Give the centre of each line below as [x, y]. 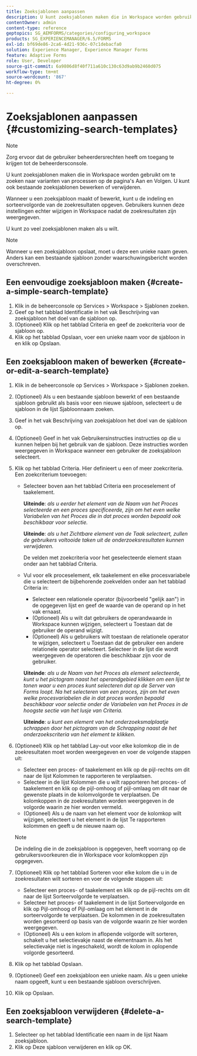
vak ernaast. [47, 611]
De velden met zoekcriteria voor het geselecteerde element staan [102, 557]
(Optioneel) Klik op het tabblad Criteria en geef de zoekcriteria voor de [100, 325]
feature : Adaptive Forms [36, 55]
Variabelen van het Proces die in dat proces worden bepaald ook [102, 516]
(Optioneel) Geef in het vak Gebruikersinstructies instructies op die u [98, 438]
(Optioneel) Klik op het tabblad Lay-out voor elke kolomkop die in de [97, 746]
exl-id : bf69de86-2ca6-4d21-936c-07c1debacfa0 [64, 45]
